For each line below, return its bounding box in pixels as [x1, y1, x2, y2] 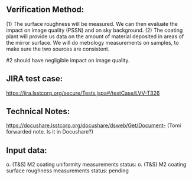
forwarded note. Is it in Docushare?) [6, 128, 93, 135]
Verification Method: [6, 5, 84, 15]
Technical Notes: [6, 106, 70, 116]
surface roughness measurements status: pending [6, 167, 129, 174]
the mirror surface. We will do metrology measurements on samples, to [6, 39, 179, 46]
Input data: [6, 145, 47, 155]
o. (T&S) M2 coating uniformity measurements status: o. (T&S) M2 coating [6, 161, 187, 168]
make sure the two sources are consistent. [6, 45, 110, 52]
